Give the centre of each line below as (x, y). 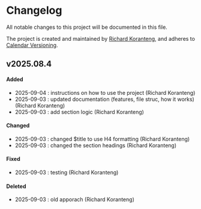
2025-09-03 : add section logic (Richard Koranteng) (79, 112)
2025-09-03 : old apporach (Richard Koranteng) (75, 199)
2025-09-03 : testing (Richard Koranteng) (67, 172)
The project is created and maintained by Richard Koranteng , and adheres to (100, 38)
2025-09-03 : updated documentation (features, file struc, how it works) (105, 99)
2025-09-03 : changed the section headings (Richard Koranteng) (96, 145)
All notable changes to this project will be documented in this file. (87, 27)
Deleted (16, 186)
